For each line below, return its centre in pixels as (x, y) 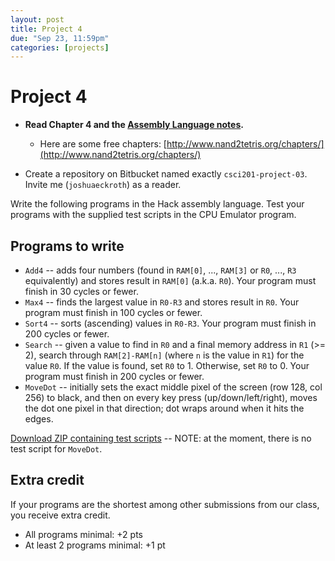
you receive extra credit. (60, 515)
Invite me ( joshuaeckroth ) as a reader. (103, 185)
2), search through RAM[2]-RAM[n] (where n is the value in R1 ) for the (164, 355)
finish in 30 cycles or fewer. (81, 291)
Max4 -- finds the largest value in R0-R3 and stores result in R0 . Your (162, 302)
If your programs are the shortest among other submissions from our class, (165, 504)
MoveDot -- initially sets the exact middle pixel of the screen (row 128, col (173, 387)
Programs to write (67, 246)
